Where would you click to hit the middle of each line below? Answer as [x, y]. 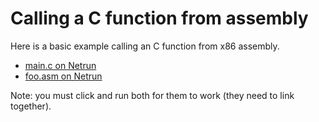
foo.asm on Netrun [63, 76]
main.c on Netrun [60, 65]
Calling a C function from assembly [159, 18]
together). [31, 106]
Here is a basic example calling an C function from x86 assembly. [145, 46]
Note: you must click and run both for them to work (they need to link [152, 95]
